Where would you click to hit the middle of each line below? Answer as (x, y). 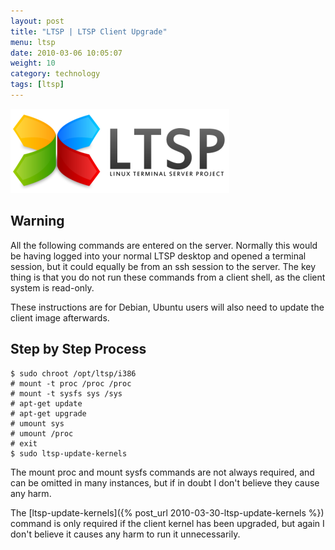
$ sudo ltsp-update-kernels (69, 453)
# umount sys (37, 423)
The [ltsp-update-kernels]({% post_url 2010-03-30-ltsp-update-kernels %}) (167, 512)
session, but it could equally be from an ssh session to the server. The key (163, 266)
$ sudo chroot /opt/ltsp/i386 (73, 373)
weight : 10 (33, 63)
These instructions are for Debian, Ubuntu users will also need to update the (167, 307)
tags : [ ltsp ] (37, 85)
